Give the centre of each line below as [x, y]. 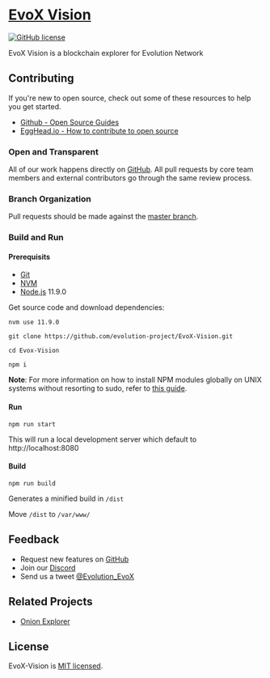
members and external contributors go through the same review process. [130, 178]
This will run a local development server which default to [103, 439]
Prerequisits [30, 256]
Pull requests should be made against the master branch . [103, 217]
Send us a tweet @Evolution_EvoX [77, 576]
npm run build [32, 483]
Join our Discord [48, 567]
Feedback [34, 540]
